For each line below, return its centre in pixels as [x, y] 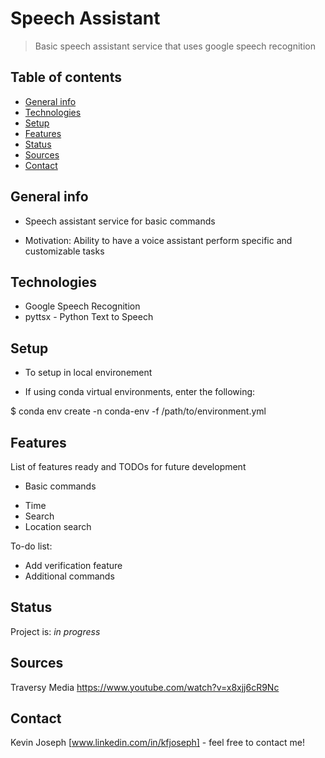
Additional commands [69, 576]
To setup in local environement [88, 373]
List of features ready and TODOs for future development [128, 466]
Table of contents [66, 77]
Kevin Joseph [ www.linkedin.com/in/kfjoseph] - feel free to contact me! [157, 743]
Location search [58, 526]
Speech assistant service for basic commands [120, 221]
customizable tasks [64, 251]
